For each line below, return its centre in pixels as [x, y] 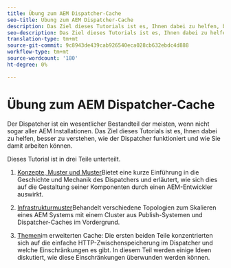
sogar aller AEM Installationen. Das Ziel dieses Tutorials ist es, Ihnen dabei [112, 131]
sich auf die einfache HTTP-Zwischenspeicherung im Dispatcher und [115, 243]
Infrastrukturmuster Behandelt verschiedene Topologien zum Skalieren [117, 208]
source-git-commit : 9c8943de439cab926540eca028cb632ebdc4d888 [98, 45]
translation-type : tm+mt [43, 39]
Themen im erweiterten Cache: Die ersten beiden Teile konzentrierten [115, 235]
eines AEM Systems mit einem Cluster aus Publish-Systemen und [110, 214]
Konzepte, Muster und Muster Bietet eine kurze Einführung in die [108, 172]
